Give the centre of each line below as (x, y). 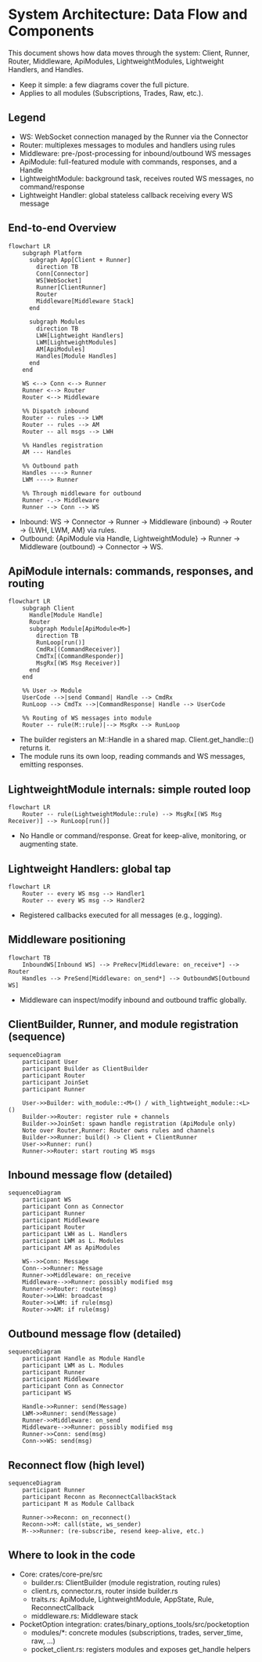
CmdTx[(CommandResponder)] (80, 657)
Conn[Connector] (63, 273)
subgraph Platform (52, 253)
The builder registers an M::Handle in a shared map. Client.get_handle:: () (136, 740)
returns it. (35, 748)
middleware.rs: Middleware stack (84, 1616)
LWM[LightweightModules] (77, 342)
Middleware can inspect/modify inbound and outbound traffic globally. (133, 1000)
